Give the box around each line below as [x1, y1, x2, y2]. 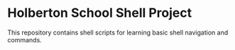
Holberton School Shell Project [7, 5, 192, 21]
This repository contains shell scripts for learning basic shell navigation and [7, 28, 229, 37]
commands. [7, 35, 43, 44]
